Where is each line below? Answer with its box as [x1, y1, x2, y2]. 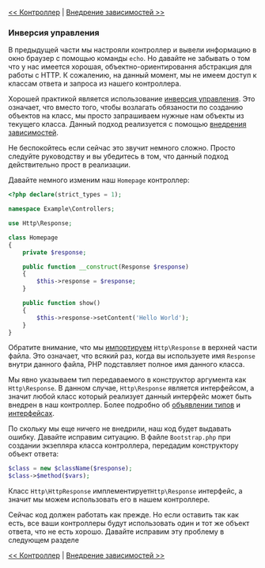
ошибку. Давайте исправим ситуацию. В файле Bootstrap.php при [8, 433, 231, 442]
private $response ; [22, 248, 87, 257]
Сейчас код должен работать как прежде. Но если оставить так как [8, 510, 240, 520]
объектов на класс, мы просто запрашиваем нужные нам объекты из [8, 111, 244, 120]
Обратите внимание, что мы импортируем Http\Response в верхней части [8, 343, 257, 353]
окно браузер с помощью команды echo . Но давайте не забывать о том [8, 54, 251, 63]
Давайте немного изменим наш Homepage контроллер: [8, 175, 190, 185]
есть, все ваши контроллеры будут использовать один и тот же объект [8, 519, 250, 528]
